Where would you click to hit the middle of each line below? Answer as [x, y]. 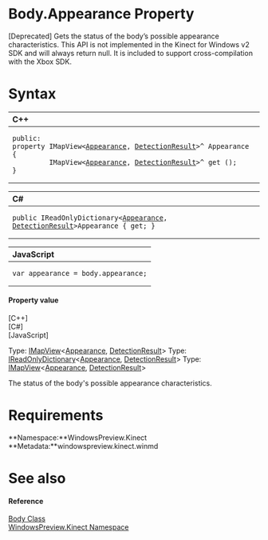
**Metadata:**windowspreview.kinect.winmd [83, 446]
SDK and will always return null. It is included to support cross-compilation [131, 53]
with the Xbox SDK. [40, 62]
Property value [33, 300]
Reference [26, 501]
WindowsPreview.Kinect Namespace [69, 527]
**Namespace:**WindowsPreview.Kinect [78, 438]
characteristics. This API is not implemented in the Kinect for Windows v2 [129, 44]
